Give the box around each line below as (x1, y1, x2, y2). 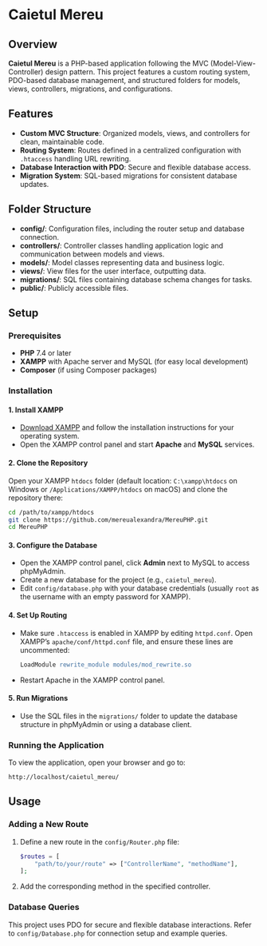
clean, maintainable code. (19, 137, 105, 146)
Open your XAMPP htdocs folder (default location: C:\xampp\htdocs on (8, 475, 238, 485)
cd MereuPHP (8, 523, 48, 531)
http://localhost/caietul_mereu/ (8, 773, 120, 781)
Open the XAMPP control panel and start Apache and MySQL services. (19, 439, 255, 449)
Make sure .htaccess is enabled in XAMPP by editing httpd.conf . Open (19, 628, 253, 638)
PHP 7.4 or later (19, 348, 72, 358)
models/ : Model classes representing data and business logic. (19, 257, 225, 267)
